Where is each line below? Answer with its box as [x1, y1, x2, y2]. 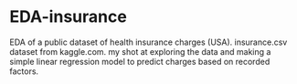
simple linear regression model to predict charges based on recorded [9, 56, 270, 67]
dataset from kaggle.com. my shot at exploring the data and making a [9, 46, 271, 57]
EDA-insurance [9, 6, 128, 27]
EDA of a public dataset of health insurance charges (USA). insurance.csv [9, 37, 288, 47]
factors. [9, 66, 39, 77]
